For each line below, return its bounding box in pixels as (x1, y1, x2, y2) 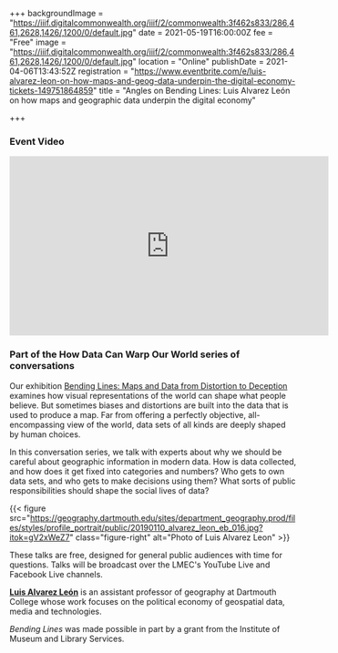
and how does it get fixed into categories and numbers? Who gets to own (9, 465, 285, 476)
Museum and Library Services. (9, 633, 125, 644)
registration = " (77, 66, 135, 77)
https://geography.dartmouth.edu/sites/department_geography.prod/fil (30, 512, 296, 523)
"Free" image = (9, 36, 67, 47)
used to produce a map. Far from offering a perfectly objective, (9, 409, 246, 420)
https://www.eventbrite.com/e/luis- (134, 66, 267, 77)
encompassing (9, 419, 66, 430)
